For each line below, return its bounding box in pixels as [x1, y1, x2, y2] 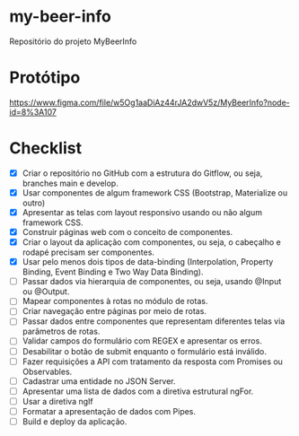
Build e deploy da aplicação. [22, 415, 128, 427]
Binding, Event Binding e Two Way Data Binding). [22, 266, 204, 277]
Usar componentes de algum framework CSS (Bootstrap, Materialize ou [22, 187, 288, 198]
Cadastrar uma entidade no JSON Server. [22, 375, 177, 387]
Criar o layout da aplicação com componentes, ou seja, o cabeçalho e [22, 237, 281, 248]
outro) [22, 197, 46, 208]
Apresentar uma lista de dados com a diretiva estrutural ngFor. [22, 386, 254, 397]
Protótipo [9, 67, 81, 88]
